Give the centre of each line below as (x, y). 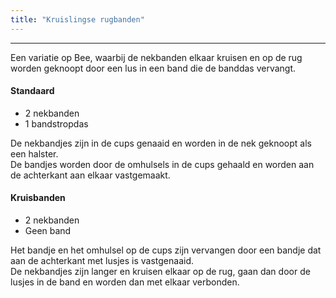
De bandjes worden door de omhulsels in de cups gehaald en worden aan (162, 164)
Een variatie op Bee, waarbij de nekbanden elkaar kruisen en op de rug (156, 57)
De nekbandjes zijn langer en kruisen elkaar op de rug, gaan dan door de (160, 272)
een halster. (34, 153)
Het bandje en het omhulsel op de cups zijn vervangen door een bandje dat (166, 250)
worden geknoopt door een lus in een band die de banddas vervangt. (153, 68)
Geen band (48, 231)
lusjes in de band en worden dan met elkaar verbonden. (125, 282)
